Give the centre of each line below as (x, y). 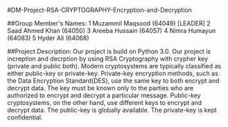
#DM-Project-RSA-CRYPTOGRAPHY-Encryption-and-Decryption (99, 10)
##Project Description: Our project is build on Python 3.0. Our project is (109, 51)
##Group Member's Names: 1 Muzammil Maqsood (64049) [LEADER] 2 (109, 23)
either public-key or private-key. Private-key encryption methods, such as (113, 73)
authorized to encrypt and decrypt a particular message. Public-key (104, 95)
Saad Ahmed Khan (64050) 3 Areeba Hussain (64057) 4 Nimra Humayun (112, 31)
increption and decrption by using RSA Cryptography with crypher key (108, 59)
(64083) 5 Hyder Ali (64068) (48, 38)
